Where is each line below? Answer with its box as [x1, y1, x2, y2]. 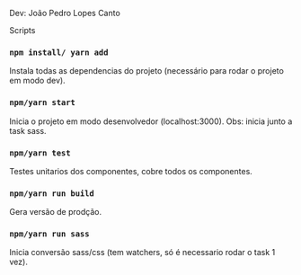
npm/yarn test [9, 147, 71, 158]
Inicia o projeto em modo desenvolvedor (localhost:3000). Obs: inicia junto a [9, 116, 293, 127]
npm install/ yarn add [9, 47, 109, 58]
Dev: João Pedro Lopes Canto [9, 8, 121, 18]
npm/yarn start [9, 98, 76, 108]
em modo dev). [9, 75, 66, 86]
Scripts [9, 25, 36, 35]
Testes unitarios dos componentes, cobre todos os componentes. [9, 165, 253, 176]
